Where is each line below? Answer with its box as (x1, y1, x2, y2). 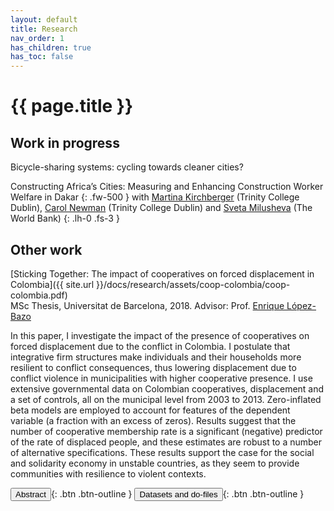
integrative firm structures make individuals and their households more (10, 351, 302, 363)
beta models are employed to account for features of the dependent (10, 404, 291, 416)
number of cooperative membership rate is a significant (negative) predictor (10, 425, 323, 437)
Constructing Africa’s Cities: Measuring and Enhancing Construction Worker (10, 181, 324, 193)
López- (286, 299, 317, 311)
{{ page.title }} (10, 95, 134, 118)
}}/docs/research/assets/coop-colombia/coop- (96, 278, 291, 290)
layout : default (10, 14, 78, 25)
